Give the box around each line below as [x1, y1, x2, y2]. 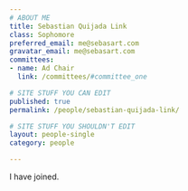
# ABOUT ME [9, 13, 51, 23]
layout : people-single [9, 130, 95, 139]
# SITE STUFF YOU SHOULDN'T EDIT [9, 121, 136, 131]
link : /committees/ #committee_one [17, 72, 147, 81]
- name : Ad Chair [9, 64, 75, 73]
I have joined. [9, 171, 60, 182]
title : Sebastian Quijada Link [9, 22, 127, 31]
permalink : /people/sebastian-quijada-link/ [9, 105, 180, 114]
